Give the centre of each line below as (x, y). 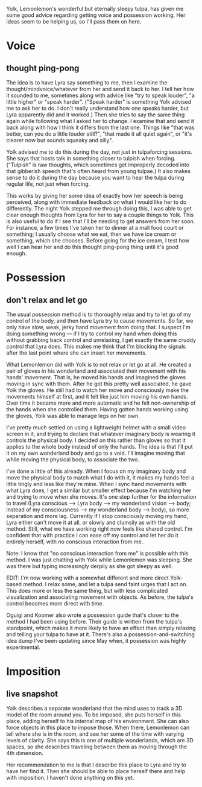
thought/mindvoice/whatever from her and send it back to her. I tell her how (100, 89)
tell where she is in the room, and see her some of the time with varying (95, 734)
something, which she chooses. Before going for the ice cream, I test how (98, 240)
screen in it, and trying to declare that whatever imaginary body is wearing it (101, 434)
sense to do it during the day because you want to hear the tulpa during (95, 178)
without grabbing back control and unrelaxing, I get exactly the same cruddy (101, 340)
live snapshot (32, 694)
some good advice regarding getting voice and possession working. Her (96, 15)
